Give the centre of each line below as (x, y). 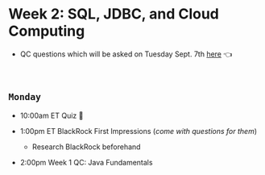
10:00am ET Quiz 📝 (52, 115)
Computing (47, 31)
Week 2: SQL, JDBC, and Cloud (114, 14)
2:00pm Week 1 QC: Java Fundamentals (86, 162)
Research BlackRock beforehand (86, 147)
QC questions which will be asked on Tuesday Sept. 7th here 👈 (126, 54)
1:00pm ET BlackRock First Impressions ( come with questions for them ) (139, 131)
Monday (25, 97)
